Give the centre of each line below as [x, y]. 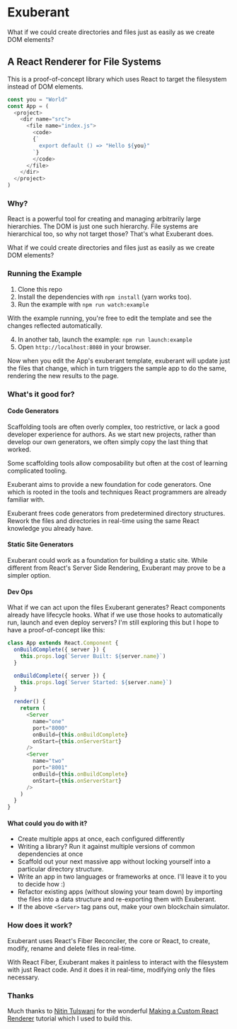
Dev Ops [20, 591]
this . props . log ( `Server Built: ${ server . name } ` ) [93, 656]
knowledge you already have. [50, 528]
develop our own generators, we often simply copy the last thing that [108, 441]
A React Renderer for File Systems [84, 62]
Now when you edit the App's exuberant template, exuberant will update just [119, 361]
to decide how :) [41, 884]
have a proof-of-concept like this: [56, 630]
